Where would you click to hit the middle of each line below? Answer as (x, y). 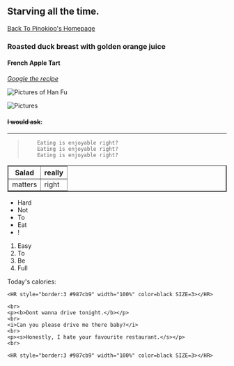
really (54, 173)
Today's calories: (32, 281)
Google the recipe (33, 78)
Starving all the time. (53, 12)
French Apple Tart (34, 63)
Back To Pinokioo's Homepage (51, 28)
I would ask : (25, 122)
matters (25, 184)
